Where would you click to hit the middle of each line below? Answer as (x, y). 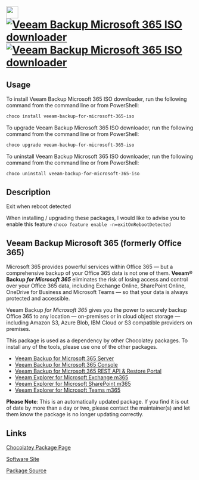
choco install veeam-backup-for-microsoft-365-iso (70, 116)
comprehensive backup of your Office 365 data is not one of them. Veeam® (99, 273)
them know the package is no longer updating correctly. (75, 414)
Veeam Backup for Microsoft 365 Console (66, 365)
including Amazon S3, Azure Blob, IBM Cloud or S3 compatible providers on (99, 323)
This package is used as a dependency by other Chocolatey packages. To (97, 340)
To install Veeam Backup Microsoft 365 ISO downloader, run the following (97, 99)
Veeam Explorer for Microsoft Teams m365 (68, 390)
